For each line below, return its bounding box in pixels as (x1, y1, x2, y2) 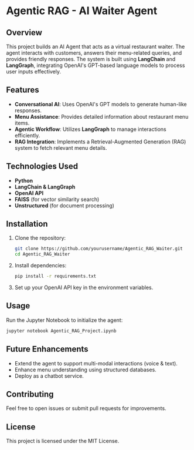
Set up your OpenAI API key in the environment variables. (14, 284, 154, 291)
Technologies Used (6, 162, 78, 172)
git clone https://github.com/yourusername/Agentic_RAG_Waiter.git (14, 246, 183, 252)
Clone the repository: (14, 234, 66, 241)
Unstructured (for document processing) (14, 202, 114, 209)
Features (6, 85, 39, 95)
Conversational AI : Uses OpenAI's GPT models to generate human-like (14, 100, 187, 108)
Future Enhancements (6, 344, 89, 354)
